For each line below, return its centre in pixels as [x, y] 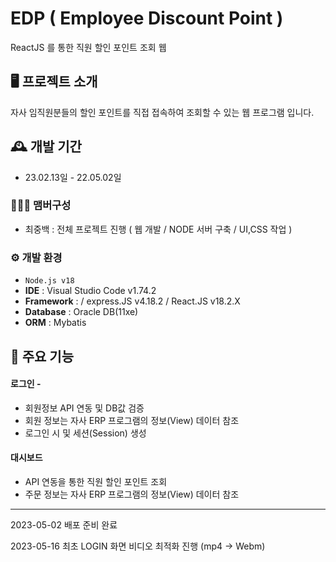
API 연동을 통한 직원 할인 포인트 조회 [96, 481]
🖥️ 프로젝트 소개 [54, 82]
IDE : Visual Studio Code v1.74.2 [90, 291]
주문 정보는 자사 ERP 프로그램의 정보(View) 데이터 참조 [132, 494]
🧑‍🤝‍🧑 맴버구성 [41, 205]
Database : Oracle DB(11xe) [81, 312]
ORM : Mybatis [55, 323]
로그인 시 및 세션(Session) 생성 [85, 433]
